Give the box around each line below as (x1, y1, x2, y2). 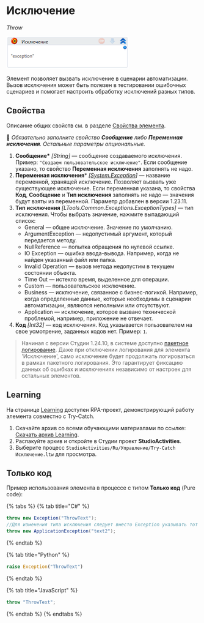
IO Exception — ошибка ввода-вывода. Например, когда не (24, 249, 180, 257)
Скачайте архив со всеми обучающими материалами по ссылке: (15, 424, 186, 431)
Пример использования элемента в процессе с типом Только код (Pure (6, 484, 195, 491)
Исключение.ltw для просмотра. (15, 450, 97, 458)
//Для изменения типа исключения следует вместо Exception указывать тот (6, 521, 199, 528)
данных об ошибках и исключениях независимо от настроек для (21, 365, 192, 373)
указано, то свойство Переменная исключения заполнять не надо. (15, 165, 194, 172)
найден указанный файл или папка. (24, 256, 117, 263)
